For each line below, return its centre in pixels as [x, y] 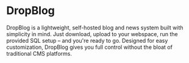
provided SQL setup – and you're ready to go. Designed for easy [87, 40]
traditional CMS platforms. [39, 53]
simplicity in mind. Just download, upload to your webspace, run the [92, 34]
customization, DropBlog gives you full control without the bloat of [89, 47]
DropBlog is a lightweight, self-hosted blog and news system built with [95, 28]
